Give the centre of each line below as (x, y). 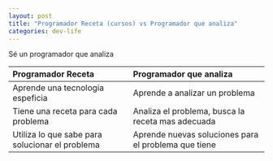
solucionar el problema (56, 145)
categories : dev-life (45, 31)
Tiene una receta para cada (65, 111)
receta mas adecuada (174, 121)
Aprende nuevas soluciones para (196, 135)
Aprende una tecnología (58, 88)
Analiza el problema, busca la (189, 111)
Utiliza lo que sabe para (58, 135)
